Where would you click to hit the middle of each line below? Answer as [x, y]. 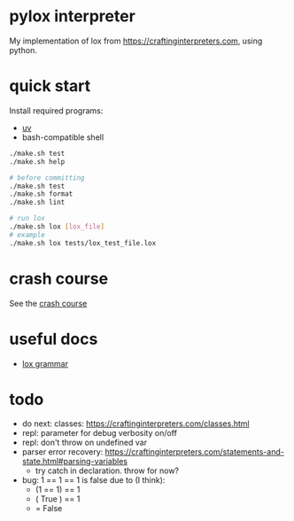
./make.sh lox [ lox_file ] [57, 227]
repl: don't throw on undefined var [85, 443]
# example [27, 235]
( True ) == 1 [58, 499]
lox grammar [45, 363]
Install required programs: [56, 110]
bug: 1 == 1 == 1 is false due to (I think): [93, 480]
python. [23, 50]
